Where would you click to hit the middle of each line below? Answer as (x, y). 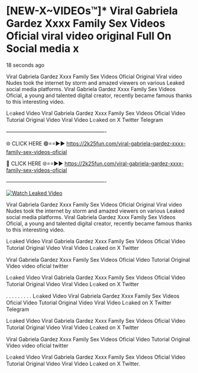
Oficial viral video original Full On (89, 36)
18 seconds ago (25, 65)
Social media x (43, 49)
